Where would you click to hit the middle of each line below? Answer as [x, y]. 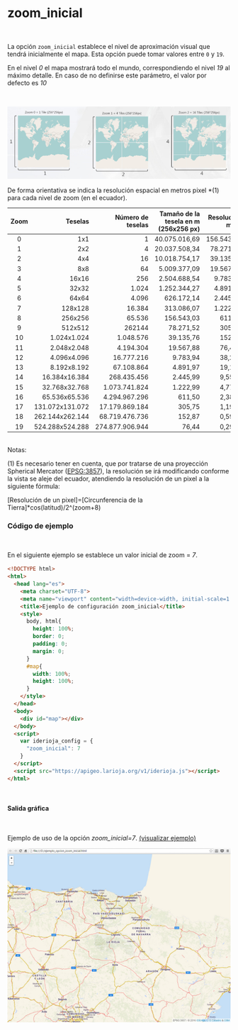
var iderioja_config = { [57, 741]
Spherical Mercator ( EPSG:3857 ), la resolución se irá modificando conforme [118, 471]
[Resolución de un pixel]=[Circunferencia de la [75, 500]
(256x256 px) [179, 229]
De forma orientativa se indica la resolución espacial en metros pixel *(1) [113, 190]
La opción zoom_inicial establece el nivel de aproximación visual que [109, 46]
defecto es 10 [27, 82]
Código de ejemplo [40, 525]
